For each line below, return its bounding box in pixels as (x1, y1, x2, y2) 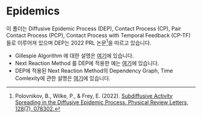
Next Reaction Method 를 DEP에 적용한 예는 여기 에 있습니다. (14, 59, 159, 67)
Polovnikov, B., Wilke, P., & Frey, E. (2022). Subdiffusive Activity (14, 92, 173, 99)
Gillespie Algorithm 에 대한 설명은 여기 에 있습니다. (14, 52, 134, 59)
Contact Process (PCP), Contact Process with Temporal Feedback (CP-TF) (6, 31, 191, 39)
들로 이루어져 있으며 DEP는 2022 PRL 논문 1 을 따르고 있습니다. (6, 38, 151, 46)
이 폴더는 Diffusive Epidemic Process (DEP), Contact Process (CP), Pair (6, 25, 182, 32)
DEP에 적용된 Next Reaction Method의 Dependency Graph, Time (14, 67, 173, 74)
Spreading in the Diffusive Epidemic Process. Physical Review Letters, (14, 98, 189, 106)
